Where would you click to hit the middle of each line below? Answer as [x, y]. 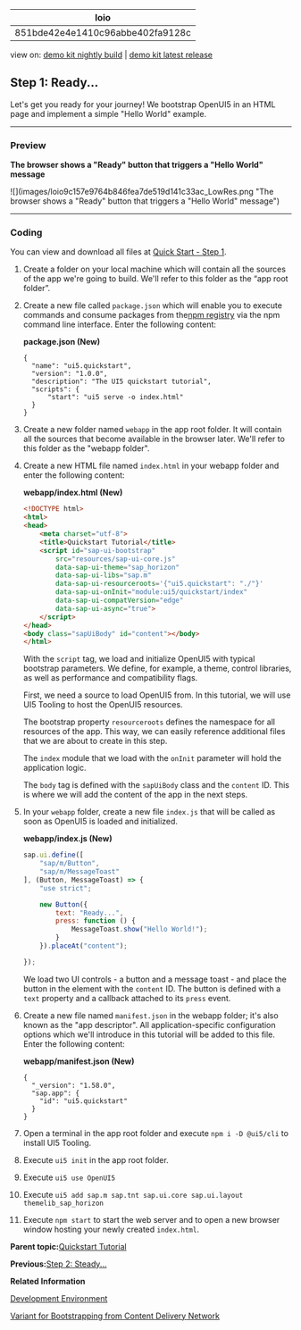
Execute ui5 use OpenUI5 [69, 1177]
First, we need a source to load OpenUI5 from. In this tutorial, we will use [157, 695]
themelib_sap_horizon [63, 1203]
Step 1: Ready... [54, 83]
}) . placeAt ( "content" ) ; [84, 946]
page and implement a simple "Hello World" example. [109, 113]
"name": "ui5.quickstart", [82, 366]
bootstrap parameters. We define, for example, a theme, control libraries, [157, 668]
